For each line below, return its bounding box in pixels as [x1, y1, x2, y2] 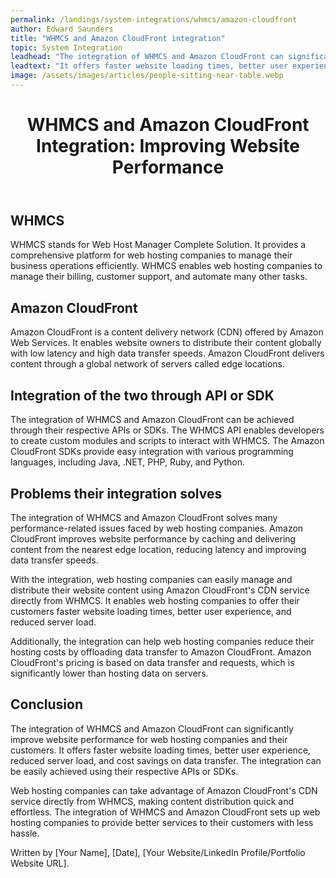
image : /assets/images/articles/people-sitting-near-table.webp [10, 71, 284, 81]
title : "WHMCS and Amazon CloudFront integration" [10, 33, 226, 43]
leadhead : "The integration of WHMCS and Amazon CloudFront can [10, 52, 284, 62]
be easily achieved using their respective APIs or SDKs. [10, 765, 239, 777]
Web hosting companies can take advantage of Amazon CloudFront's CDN [10, 784, 318, 796]
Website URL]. [10, 857, 70, 869]
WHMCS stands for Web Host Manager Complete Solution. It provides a [10, 239, 307, 251]
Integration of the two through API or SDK [10, 387, 275, 404]
